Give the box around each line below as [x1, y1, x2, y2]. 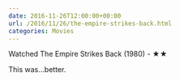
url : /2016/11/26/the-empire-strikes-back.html [8, 19, 173, 28]
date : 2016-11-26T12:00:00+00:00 [8, 11, 122, 20]
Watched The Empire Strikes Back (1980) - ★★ [8, 49, 168, 59]
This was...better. [8, 65, 66, 75]
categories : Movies [8, 27, 75, 35]
